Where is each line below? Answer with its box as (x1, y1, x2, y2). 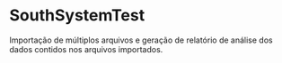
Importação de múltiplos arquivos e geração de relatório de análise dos (9, 35, 273, 45)
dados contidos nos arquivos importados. (9, 43, 163, 54)
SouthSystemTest (9, 5, 145, 26)
